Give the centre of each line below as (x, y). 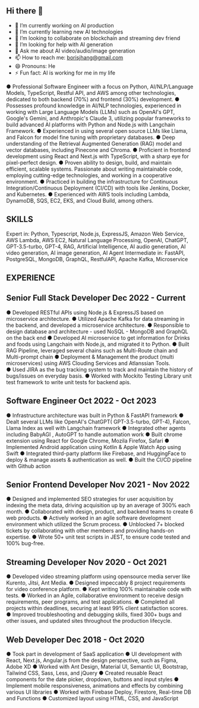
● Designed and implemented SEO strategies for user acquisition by (90, 499)
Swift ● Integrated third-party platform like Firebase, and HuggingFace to (96, 453)
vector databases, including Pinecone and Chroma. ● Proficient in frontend (99, 150)
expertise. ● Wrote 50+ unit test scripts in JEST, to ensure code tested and (98, 537)
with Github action (29, 466)
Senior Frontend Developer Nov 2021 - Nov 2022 (98, 485)
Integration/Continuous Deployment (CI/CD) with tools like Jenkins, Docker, (98, 188)
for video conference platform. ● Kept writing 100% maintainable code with (99, 589)
